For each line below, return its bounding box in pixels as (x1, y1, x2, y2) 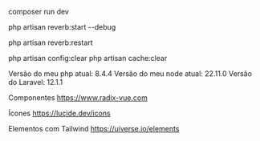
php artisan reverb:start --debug (8, 22, 116, 31)
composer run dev (8, 7, 70, 16)
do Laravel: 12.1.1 (8, 78, 63, 87)
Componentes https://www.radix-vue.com (8, 93, 148, 103)
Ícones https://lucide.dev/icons (8, 108, 111, 118)
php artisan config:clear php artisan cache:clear (8, 54, 168, 62)
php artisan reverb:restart (8, 38, 94, 47)
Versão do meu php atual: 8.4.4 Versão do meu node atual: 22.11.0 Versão (8, 69, 253, 79)
